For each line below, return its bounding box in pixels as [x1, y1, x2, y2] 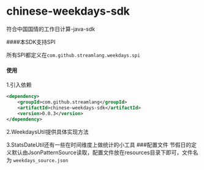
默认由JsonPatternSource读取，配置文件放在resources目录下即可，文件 [11, 149, 193, 156]
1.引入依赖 [6, 81, 32, 89]
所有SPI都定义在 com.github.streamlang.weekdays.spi [6, 51, 141, 59]
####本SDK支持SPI [6, 38, 56, 45]
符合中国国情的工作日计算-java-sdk [6, 25, 96, 32]
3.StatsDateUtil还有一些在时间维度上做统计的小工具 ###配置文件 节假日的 [6, 141, 192, 148]
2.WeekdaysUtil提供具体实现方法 [6, 128, 89, 135]
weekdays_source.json [13, 157, 69, 163]
